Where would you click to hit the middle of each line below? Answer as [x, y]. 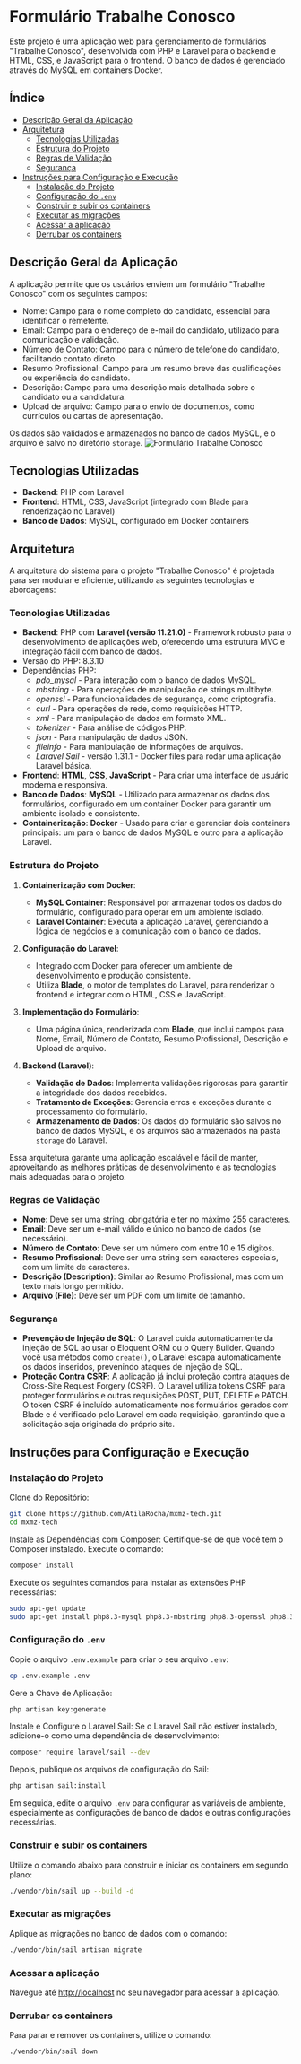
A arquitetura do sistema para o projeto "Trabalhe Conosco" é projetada [142, 570]
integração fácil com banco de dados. [92, 651]
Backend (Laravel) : [58, 1066]
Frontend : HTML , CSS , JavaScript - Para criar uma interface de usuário [155, 775]
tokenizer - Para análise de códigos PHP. [111, 727]
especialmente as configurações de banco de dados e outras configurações [150, 1813]
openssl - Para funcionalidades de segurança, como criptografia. [156, 699]
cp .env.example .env [50, 1676]
